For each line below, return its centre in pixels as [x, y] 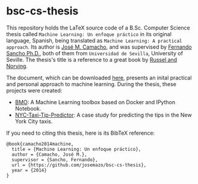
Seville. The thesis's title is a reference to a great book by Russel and [92, 60]
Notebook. [28, 108]
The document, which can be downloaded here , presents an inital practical [99, 78]
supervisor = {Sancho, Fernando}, [55, 160]
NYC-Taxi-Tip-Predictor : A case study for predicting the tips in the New [103, 115]
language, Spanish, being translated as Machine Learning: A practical [94, 40]
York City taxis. [34, 121]
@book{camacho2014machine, [40, 144]
